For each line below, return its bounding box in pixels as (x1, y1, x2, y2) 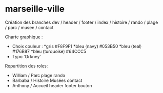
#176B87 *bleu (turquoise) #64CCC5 (12, 48, 86, 54)
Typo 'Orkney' (12, 53, 41, 59)
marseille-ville (5, 3, 65, 15)
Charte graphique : (5, 34, 43, 40)
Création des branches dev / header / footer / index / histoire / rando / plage (5, 19, 158, 25)
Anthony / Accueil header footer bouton (12, 82, 92, 88)
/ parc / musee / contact (5, 24, 54, 30)
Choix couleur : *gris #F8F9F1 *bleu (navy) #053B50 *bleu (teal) (12, 43, 142, 49)
